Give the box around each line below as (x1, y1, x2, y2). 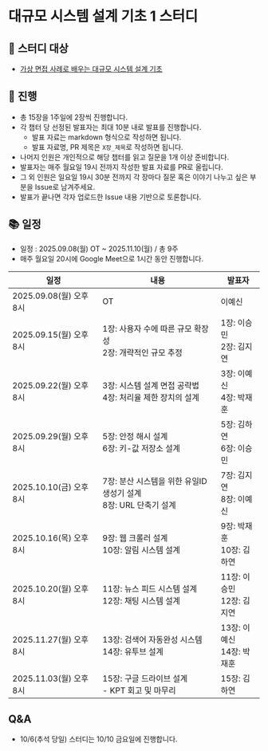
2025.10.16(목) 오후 (12, 532, 89, 543)
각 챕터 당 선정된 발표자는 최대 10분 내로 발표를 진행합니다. (19, 122, 202, 132)
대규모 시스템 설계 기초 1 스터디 (8, 7, 199, 26)
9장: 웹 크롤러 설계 (102, 532, 168, 543)
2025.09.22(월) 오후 (12, 379, 89, 391)
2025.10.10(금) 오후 (12, 482, 89, 493)
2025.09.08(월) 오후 (12, 290, 89, 301)
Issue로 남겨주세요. (34, 182, 96, 191)
